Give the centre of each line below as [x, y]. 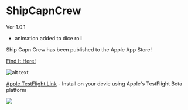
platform [16, 90]
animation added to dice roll [48, 38]
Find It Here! [21, 61]
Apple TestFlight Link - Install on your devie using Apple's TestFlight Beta [94, 84]
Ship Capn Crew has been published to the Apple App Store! [79, 49]
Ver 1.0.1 [16, 27]
